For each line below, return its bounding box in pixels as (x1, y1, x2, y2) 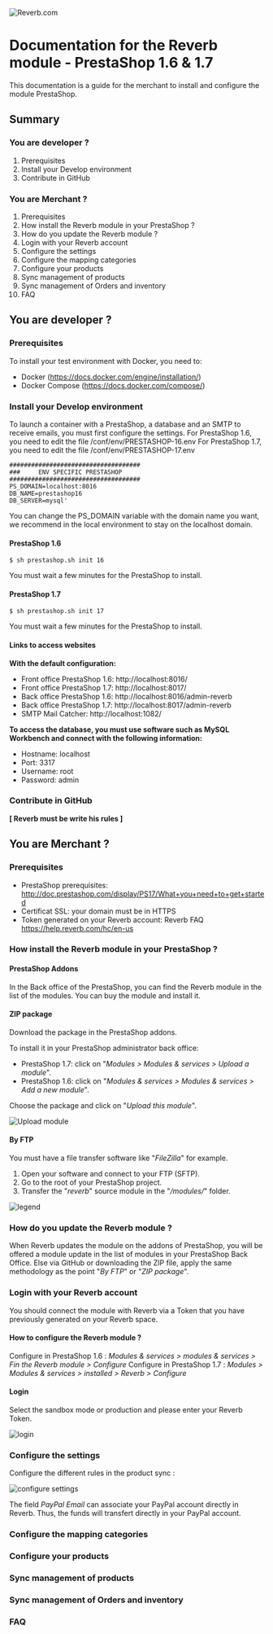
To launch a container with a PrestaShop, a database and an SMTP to (9, 419, 241, 429)
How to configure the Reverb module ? (9, 1333, 141, 1343)
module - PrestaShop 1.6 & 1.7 (9, 54, 214, 72)
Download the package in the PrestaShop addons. (9, 1027, 177, 1037)
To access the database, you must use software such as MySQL (9, 725, 230, 734)
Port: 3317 (20, 757, 56, 767)
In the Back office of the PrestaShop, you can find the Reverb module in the (9, 982, 262, 992)
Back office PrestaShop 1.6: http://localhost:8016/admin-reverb (20, 691, 232, 701)
